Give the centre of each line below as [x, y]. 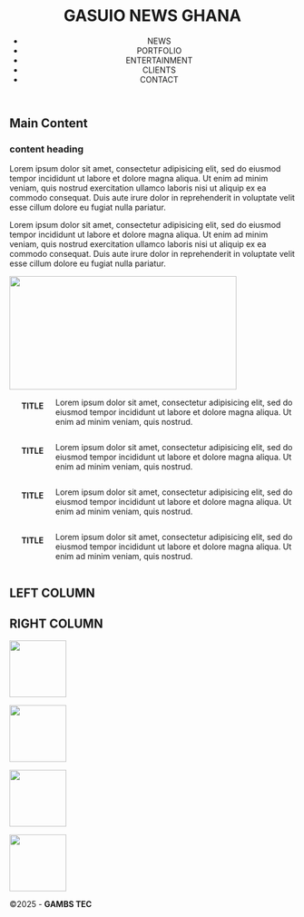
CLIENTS [159, 70]
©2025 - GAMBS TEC [51, 904]
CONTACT [159, 79]
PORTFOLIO [159, 50]
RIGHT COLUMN [56, 624]
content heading [47, 149]
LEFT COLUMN [52, 592]
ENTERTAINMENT [159, 60]
